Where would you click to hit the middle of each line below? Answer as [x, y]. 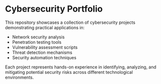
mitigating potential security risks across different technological [69, 72]
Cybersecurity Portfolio [54, 9]
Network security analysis [38, 37]
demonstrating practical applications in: [45, 27]
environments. [20, 77]
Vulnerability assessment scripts [45, 47]
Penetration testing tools [37, 42]
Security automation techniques [44, 57]
